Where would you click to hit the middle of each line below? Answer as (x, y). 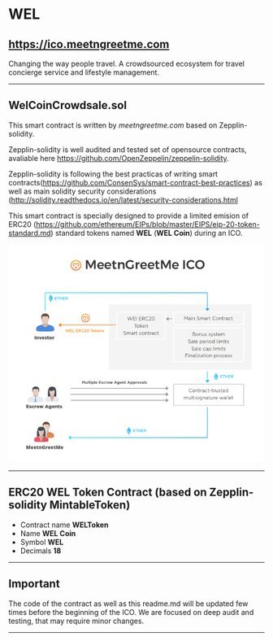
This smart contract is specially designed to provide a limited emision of (129, 216)
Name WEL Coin (48, 533)
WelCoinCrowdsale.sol (68, 105)
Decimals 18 (41, 551)
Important (34, 584)
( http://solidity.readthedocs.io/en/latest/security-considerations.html (123, 199)
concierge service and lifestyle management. (84, 72)
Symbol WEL (42, 542)
